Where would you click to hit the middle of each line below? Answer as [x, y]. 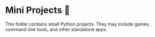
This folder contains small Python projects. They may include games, [78, 24]
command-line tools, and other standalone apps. [56, 29]
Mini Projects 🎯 [38, 10]
